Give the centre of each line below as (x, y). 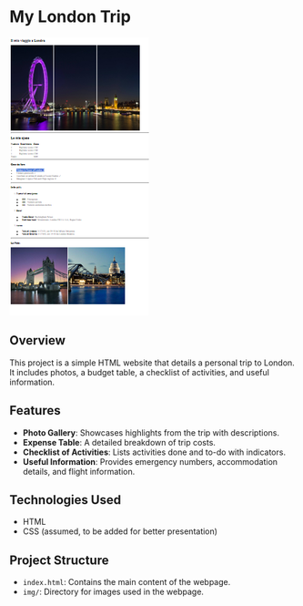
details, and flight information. (79, 471)
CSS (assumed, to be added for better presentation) (120, 531)
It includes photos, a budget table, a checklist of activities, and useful (140, 372)
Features (35, 411)
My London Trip (71, 17)
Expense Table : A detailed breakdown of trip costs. (119, 442)
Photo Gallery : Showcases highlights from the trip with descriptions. (151, 432)
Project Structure (59, 560)
